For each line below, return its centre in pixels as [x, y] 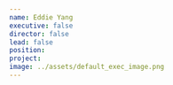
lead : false [31, 42]
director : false [39, 34]
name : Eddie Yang [41, 17]
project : [25, 58]
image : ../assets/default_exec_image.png [87, 67]
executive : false [41, 26]
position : [28, 50]
